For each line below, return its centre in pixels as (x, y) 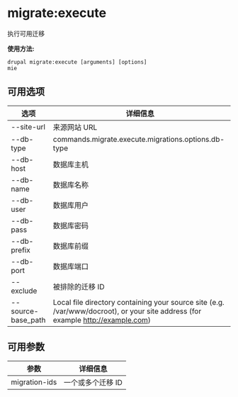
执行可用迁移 (26, 33)
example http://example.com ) (102, 320)
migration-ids (34, 382)
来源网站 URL (75, 127)
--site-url (28, 127)
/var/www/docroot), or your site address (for (127, 311)
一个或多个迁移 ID (93, 382)
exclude (24, 291)
